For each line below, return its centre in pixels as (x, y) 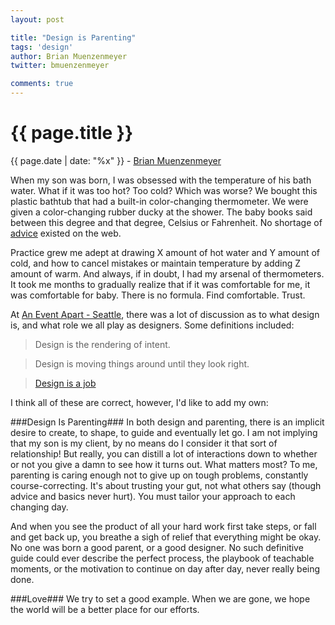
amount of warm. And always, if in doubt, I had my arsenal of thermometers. (167, 273)
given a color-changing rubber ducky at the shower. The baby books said (161, 212)
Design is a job (65, 383)
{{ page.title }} (72, 133)
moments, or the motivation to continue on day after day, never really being (165, 568)
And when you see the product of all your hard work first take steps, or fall (163, 526)
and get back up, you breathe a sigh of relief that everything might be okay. (166, 537)
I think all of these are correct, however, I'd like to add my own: (139, 402)
